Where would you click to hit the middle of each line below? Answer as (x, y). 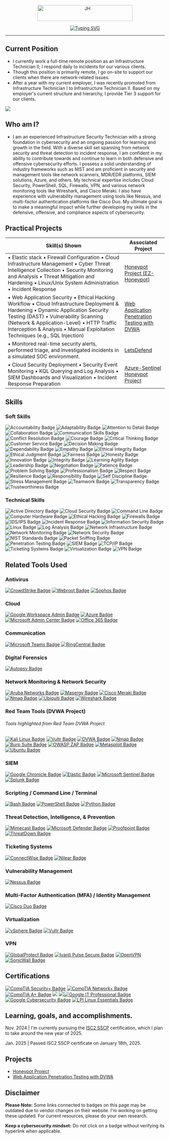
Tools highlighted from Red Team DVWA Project (55, 723)
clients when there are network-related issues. (61, 77)
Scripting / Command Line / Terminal (51, 793)
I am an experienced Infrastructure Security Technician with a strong (84, 137)
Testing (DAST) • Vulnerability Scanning (56, 317)
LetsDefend (138, 350)
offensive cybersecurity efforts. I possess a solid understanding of (82, 164)
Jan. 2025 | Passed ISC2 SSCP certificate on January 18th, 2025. (73, 1043)
